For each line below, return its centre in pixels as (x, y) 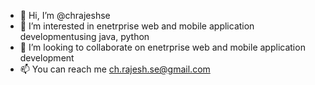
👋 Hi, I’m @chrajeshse (65, 15)
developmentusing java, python (84, 36)
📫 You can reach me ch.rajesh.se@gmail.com (115, 69)
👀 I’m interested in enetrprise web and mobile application (137, 26)
